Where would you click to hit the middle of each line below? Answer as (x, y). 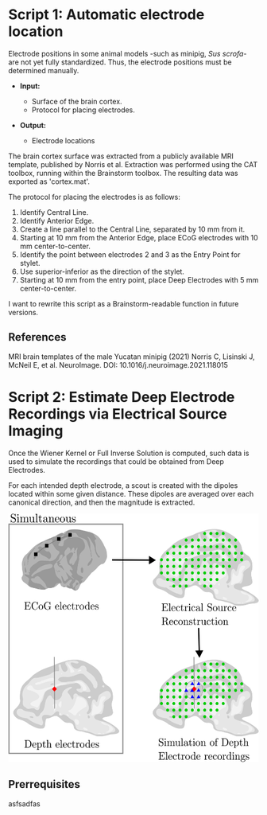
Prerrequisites (44, 784)
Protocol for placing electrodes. (83, 110)
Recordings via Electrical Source (118, 413)
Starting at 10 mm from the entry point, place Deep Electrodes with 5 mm (139, 279)
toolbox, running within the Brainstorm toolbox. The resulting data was (123, 173)
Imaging (36, 431)
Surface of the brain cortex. (77, 101)
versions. (23, 312)
